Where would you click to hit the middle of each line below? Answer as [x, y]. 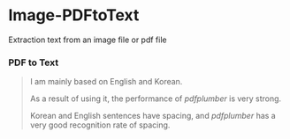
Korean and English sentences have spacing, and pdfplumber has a [153, 116]
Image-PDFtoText [74, 15]
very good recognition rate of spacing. [100, 125]
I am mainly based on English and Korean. [106, 82]
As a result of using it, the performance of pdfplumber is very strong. [156, 99]
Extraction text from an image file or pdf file [88, 40]
